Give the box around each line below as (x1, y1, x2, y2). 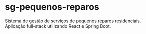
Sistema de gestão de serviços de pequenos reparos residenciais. (5, 18, 141, 24)
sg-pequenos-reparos (5, 1, 100, 13)
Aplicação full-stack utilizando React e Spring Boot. (5, 23, 111, 29)
